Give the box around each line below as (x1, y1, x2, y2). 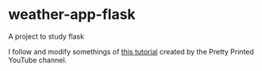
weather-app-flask (8, 6, 137, 24)
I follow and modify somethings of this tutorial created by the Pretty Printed (8, 47, 254, 56)
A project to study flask (8, 32, 85, 41)
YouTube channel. (8, 55, 67, 65)
